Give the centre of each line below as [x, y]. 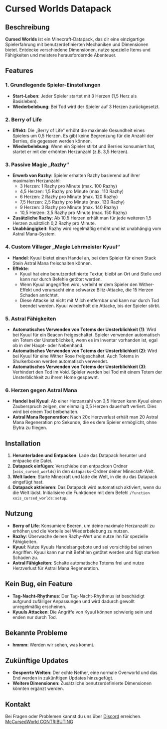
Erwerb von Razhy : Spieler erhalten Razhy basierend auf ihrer [76, 175]
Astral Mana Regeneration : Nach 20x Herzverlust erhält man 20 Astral [85, 417]
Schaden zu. [25, 557]
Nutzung [19, 514]
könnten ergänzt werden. [38, 688]
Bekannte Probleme [36, 633]
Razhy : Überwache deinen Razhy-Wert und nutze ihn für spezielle [80, 536]
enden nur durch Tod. [35, 617]
